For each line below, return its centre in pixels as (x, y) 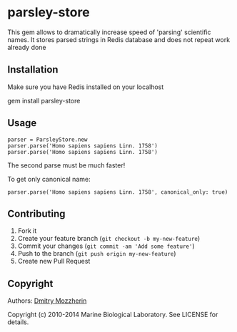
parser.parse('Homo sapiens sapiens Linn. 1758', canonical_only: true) (118, 192)
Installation (33, 69)
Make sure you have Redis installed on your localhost (86, 87)
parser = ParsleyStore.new (47, 140)
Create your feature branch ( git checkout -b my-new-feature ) (109, 239)
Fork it (27, 231)
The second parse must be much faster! (66, 165)
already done (27, 47)
